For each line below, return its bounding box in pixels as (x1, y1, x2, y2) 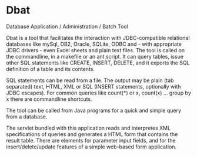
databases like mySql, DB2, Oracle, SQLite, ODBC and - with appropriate (6, 40, 182, 48)
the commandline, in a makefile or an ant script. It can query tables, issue (6, 53, 184, 60)
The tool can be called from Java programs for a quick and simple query (6, 107, 181, 114)
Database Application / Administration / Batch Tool (6, 23, 128, 30)
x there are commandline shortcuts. (6, 95, 92, 103)
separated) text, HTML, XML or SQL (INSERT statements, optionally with (6, 83, 181, 90)
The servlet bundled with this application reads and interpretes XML (6, 124, 171, 131)
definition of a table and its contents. (6, 65, 95, 72)
